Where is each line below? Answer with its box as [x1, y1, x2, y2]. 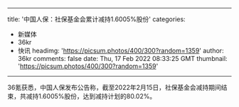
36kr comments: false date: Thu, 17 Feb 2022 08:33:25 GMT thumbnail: [17, 55, 228, 62]
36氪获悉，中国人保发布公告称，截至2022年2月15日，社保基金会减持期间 [7, 83, 222, 91]
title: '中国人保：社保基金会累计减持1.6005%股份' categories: [7, 15, 186, 23]
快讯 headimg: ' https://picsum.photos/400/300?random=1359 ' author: [17, 47, 224, 55]
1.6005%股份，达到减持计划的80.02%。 [38, 92, 156, 100]
